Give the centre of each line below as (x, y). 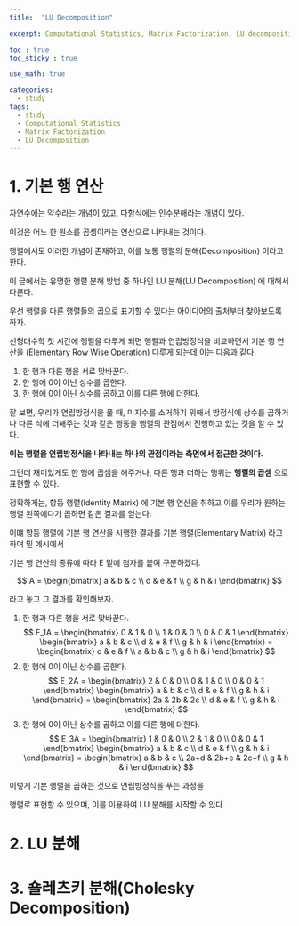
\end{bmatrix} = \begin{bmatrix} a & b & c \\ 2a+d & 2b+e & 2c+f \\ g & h (156, 758)
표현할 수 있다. (34, 484)
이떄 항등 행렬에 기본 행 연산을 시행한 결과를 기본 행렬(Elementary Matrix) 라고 (146, 533)
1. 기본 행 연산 (57, 187)
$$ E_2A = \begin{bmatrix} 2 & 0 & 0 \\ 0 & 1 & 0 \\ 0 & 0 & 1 (156, 681)
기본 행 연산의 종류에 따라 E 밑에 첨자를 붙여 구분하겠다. (105, 563)
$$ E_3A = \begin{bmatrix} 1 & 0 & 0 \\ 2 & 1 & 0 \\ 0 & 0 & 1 (156, 739)
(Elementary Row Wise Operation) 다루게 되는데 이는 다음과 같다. (141, 352)
